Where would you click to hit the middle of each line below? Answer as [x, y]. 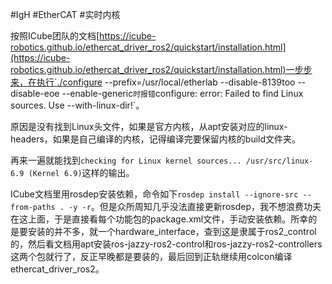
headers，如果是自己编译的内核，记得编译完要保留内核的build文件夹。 [156, 139]
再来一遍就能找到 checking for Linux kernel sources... [126, 160]
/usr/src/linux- [279, 161]
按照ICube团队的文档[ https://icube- [83, 36]
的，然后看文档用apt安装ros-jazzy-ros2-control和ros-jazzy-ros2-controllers [166, 244]
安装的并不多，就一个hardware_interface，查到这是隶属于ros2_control [172, 231]
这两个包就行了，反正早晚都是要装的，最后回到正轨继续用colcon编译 [151, 256]
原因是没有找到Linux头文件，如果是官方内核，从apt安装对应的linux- [149, 126]
